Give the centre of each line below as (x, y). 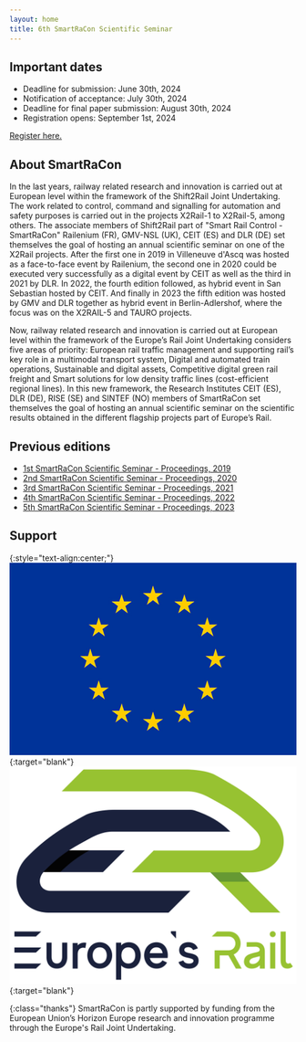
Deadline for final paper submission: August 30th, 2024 (127, 109)
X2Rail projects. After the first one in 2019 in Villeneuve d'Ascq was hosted (149, 255)
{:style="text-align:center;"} (62, 558)
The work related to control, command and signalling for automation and (145, 206)
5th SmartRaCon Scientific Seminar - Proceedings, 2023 (128, 507)
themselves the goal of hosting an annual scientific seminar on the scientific (152, 408)
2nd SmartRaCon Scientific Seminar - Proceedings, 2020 (130, 478)
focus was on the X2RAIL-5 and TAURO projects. (101, 313)
